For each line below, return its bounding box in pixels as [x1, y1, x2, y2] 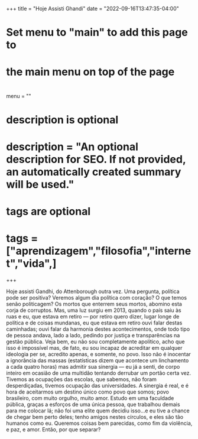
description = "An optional [6, 140, 139, 153]
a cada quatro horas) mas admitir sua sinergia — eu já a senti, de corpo [6, 363, 180, 370]
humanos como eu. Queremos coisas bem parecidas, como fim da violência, [6, 420, 193, 427]
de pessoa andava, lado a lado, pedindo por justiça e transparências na [6, 332, 180, 339]
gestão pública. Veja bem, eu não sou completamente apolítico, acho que [6, 338, 185, 345]
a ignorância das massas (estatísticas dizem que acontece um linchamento [6, 357, 189, 364]
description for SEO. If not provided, [6, 152, 186, 166]
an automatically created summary [6, 165, 181, 178]
